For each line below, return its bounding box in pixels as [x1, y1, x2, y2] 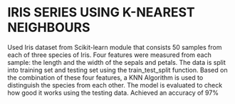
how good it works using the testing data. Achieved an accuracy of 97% [7, 88, 219, 97]
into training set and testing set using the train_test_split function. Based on [7, 66, 228, 74]
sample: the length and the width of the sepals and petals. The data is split [7, 58, 226, 66]
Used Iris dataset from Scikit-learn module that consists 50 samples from [7, 43, 222, 51]
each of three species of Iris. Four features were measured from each [7, 51, 211, 59]
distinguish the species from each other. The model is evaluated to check [7, 80, 223, 89]
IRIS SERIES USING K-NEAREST [7, 4, 195, 21]
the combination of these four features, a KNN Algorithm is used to [7, 73, 204, 82]
